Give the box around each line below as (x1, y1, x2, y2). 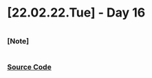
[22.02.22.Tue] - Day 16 (7, 5, 146, 21)
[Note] (7, 37, 30, 46)
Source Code (7, 62, 52, 72)
